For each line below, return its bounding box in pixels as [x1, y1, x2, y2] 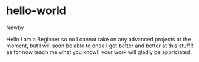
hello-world [6, 4, 67, 18]
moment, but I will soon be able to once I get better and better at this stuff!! [6, 42, 194, 49]
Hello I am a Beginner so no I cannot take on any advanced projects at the [6, 35, 191, 43]
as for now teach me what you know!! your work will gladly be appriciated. [6, 48, 192, 55]
